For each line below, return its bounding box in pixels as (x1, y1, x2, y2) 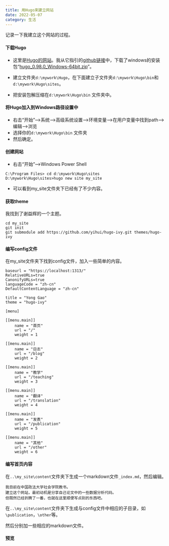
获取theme (5, 198, 29, 204)
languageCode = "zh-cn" (5, 282, 57, 287)
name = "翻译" (14, 393, 43, 399)
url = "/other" (14, 445, 47, 450)
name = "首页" (14, 323, 43, 329)
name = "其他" (14, 440, 43, 446)
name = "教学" (14, 370, 43, 375)
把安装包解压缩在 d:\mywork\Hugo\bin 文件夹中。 (12, 91, 115, 98)
